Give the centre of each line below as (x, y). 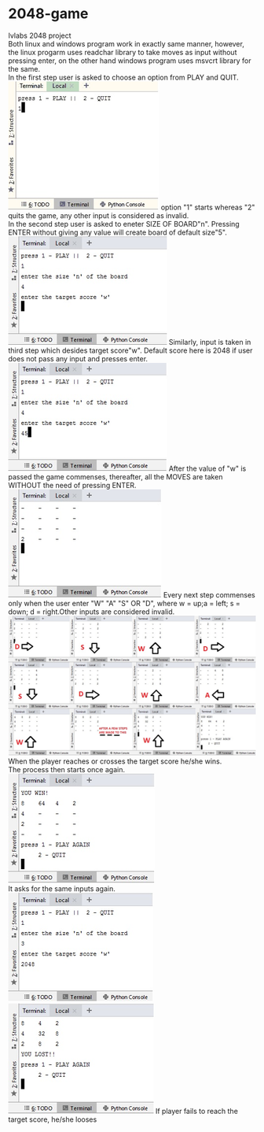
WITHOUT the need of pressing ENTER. (72, 485)
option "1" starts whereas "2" (208, 207)
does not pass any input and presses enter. (78, 358)
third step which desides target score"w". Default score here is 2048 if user (130, 350)
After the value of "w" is (207, 468)
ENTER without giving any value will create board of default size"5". (118, 232)
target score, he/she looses (53, 1119)
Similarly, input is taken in (210, 342)
